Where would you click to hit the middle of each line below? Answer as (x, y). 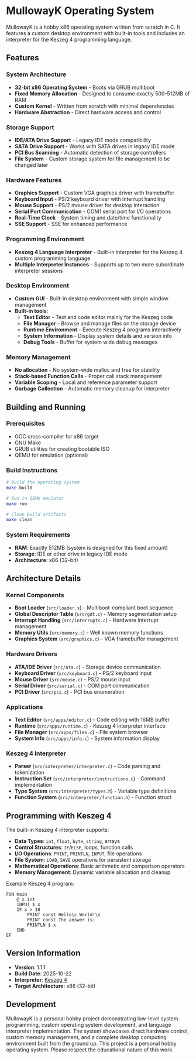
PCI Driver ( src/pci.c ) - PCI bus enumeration (69, 691)
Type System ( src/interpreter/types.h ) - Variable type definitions (95, 791)
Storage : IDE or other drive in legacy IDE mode (71, 554)
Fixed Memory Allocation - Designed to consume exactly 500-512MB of (102, 93)
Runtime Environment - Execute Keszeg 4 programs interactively (102, 330)
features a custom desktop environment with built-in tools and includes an (96, 33)
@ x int (26, 900)
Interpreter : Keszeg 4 (41, 979)
